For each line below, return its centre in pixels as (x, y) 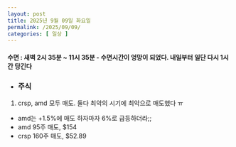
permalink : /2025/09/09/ (44, 27)
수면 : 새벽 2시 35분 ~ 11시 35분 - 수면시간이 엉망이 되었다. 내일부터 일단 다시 (113, 57)
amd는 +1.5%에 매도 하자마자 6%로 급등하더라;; (85, 119)
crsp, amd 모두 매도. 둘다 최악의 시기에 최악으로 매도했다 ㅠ (100, 103)
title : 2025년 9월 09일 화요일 (49, 21)
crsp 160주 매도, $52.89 (52, 136)
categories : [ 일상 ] (38, 34)
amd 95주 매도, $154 (47, 127)
